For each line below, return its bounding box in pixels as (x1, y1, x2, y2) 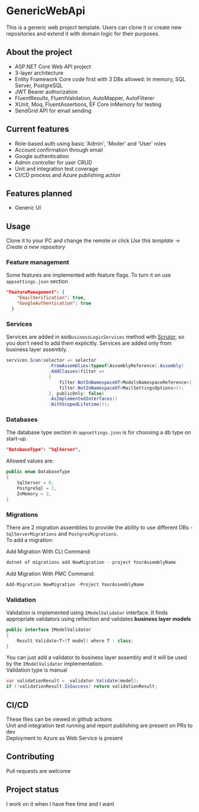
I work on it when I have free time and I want (6, 800, 114, 807)
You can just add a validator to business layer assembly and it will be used (6, 654, 188, 661)
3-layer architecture (14, 69, 64, 76)
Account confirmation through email (14, 146, 103, 153)
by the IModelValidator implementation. (6, 660, 104, 667)
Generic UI (14, 204, 41, 211)
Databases (6, 416, 38, 424)
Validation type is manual (6, 666, 68, 673)
